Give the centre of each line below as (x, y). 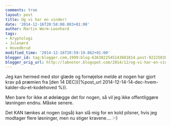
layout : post (19, 15)
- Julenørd (17, 43)
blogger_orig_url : (25, 62)
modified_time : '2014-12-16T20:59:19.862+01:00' (58, 53)
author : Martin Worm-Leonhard (37, 29)
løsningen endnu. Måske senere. (39, 103)
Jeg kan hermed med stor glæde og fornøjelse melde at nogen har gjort (81, 77)
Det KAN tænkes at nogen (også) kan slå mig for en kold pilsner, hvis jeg (81, 113)
